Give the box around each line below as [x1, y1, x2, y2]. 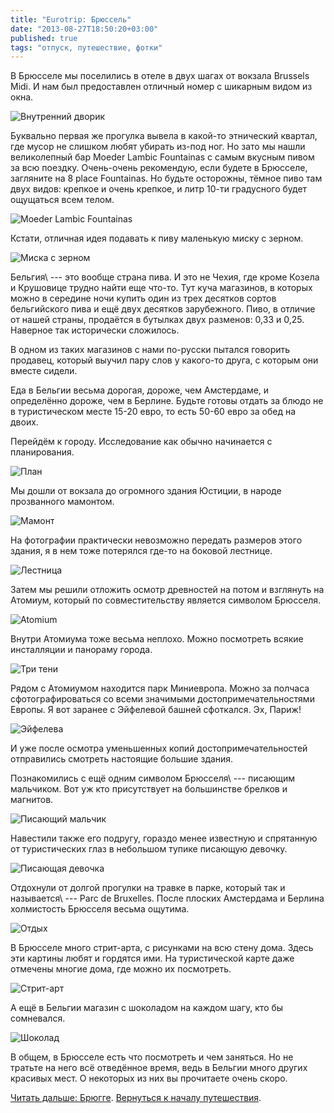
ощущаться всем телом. [10, 194, 115, 206]
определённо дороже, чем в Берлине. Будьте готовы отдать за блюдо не [10, 395, 324, 407]
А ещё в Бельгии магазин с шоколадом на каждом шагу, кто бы [10, 1002, 284, 1014]
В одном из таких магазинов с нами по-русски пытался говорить [10, 344, 291, 356]
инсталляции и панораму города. [10, 644, 153, 656]
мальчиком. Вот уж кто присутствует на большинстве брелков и [10, 783, 288, 795]
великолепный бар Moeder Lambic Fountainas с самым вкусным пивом [10, 151, 315, 163]
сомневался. [10, 1012, 66, 1025]
